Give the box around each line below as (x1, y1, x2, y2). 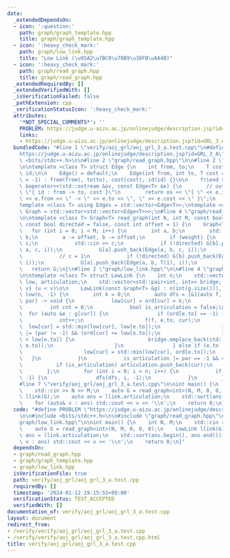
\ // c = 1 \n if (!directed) (19, 253, 170, 260)
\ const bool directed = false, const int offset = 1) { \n (19, 221, 192, 227)
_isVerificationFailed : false (13, 93, 99, 100)
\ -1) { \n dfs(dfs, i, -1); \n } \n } (19, 374, 225, 381)
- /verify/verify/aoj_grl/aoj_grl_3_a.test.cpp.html (7, 534, 161, 541)
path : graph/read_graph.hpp (19, 67, 99, 74)
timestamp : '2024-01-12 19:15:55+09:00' (13, 489, 130, 496)
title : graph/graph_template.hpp (19, 36, 115, 43)
